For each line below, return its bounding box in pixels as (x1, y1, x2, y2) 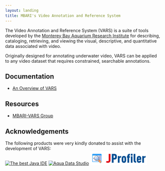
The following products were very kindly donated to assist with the (5, 140, 141, 146)
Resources (5, 99, 39, 108)
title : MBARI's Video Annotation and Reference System (5, 13, 121, 18)
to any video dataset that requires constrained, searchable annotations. (5, 58, 151, 64)
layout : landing (5, 8, 39, 13)
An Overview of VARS (12, 85, 57, 91)
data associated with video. (5, 43, 61, 49)
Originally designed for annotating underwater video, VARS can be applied (5, 52, 157, 59)
